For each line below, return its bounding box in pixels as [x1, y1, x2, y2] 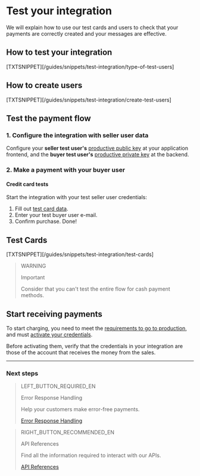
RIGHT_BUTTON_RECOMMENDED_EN [20, 429, 115, 436]
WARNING [20, 263, 46, 270]
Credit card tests [6, 180, 49, 188]
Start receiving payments [6, 309, 103, 319]
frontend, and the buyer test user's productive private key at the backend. [6, 151, 189, 158]
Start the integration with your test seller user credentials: [6, 194, 148, 201]
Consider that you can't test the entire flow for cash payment [20, 285, 171, 292]
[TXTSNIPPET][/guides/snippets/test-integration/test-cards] [6, 251, 154, 258]
